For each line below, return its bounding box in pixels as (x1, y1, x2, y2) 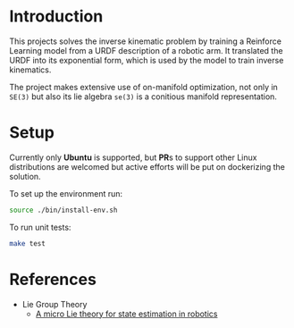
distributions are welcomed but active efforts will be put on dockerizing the (9, 161, 286, 172)
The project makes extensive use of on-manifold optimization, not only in (9, 81, 279, 92)
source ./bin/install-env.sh (9, 206, 118, 214)
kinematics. (9, 64, 52, 75)
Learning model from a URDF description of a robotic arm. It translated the (9, 45, 283, 55)
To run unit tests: (9, 222, 71, 232)
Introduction (9, 6, 104, 27)
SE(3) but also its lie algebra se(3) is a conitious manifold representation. (9, 91, 277, 102)
